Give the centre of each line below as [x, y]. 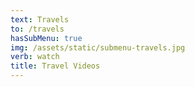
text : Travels [40, 19]
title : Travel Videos [55, 66]
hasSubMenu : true [46, 38]
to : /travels [37, 29]
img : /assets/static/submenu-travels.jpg [98, 47]
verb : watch [35, 57]
